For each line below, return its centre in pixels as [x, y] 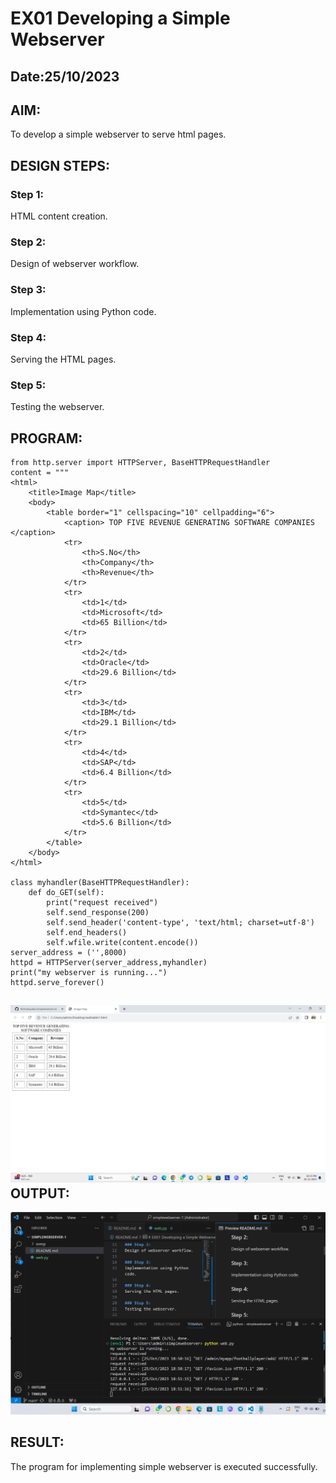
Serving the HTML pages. [63, 359]
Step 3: [28, 290]
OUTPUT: [40, 1193]
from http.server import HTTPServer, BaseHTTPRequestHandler [140, 463]
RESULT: [37, 1442]
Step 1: [27, 194]
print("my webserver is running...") [89, 973]
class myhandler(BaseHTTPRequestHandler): [100, 883]
